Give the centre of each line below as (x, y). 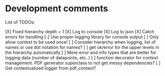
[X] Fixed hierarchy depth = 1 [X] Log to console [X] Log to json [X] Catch (80, 31)
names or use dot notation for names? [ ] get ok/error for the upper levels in (82, 47)
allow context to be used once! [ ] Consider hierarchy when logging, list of (81, 42)
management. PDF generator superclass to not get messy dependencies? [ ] (83, 63)
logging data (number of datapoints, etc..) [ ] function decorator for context (82, 57)
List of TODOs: (20, 22)
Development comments (57, 9)
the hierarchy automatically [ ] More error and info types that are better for (81, 52)
